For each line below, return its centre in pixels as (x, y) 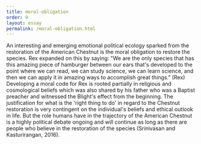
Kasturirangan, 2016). (33, 135)
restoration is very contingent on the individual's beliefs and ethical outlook (100, 109)
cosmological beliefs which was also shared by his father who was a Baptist (101, 90)
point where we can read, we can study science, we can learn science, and (100, 71)
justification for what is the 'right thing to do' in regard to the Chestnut (93, 103)
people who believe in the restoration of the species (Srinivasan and (91, 128)
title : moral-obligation (37, 12)
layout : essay (24, 23)
